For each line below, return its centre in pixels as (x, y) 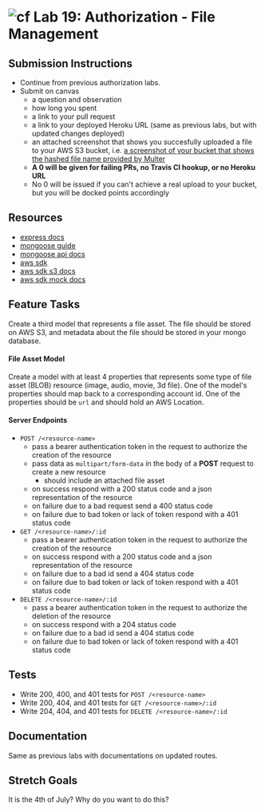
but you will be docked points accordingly (101, 193)
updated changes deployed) (78, 133)
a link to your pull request (73, 116)
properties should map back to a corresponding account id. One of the (125, 393)
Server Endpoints (38, 420)
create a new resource (69, 472)
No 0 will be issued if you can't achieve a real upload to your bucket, (144, 184)
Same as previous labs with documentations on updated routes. (113, 755)
